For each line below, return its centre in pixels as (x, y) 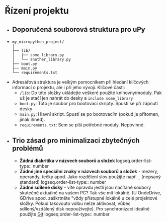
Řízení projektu (37, 11)
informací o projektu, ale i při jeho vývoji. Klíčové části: (68, 87)
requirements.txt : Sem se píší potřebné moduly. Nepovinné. (82, 125)
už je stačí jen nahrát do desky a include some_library (76, 98)
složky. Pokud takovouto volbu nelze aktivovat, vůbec (75, 203)
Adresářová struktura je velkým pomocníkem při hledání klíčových (80, 82)
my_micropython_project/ (38, 42)
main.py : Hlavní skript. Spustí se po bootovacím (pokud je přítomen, (89, 114)
